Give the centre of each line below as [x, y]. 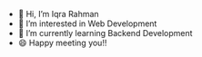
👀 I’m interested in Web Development [87, 24]
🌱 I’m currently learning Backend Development [105, 33]
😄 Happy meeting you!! [62, 43]
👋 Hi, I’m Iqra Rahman [58, 14]
